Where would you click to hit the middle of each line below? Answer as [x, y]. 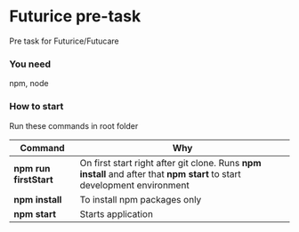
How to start [36, 107]
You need [30, 64]
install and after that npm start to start [161, 173]
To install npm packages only [141, 199]
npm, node [29, 84]
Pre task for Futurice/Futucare [65, 41]
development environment [134, 185]
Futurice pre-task [75, 16]
